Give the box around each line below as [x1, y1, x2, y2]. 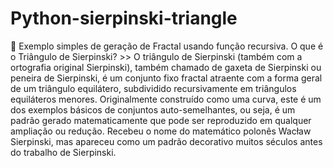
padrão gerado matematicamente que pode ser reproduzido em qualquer [10, 114, 312, 126]
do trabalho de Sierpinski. [10, 146, 117, 158]
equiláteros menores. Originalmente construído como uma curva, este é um [10, 93, 322, 105]
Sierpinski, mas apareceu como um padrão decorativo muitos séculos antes [10, 135, 323, 147]
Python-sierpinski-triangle [10, 7, 238, 30]
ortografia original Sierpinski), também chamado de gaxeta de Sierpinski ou [10, 61, 322, 73]
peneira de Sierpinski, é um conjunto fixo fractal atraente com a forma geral [10, 72, 323, 84]
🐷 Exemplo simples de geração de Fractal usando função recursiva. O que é [10, 40, 324, 52]
